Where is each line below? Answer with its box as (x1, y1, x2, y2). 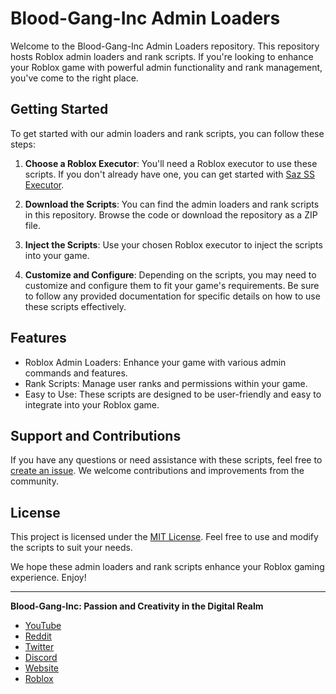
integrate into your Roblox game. (24, 398, 160, 411)
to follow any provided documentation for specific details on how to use (24, 290, 321, 302)
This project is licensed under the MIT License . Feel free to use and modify (10, 531, 319, 543)
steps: (10, 138, 36, 150)
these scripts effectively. (24, 300, 127, 312)
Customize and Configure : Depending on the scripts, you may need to (24, 268, 317, 281)
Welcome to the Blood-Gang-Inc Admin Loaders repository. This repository (10, 40, 320, 52)
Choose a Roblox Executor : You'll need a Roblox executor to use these (24, 157, 318, 169)
